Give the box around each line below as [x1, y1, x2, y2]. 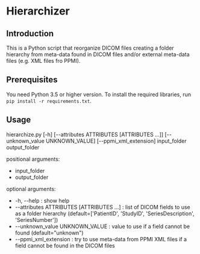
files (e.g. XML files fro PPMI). [6, 57, 81, 64]
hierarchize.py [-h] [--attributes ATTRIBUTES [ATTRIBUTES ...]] [6, 131, 164, 138]
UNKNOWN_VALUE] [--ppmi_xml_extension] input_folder [46, 137, 187, 145]
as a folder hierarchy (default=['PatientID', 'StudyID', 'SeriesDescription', [14, 210, 195, 217]
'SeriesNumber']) [14, 216, 58, 223]
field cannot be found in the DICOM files [14, 242, 116, 249]
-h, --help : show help [14, 197, 70, 204]
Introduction [6, 28, 54, 39]
